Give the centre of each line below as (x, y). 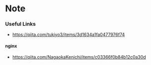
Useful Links (21, 24)
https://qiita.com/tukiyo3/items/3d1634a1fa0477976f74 (69, 34)
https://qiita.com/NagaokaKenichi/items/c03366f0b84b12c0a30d (79, 57)
